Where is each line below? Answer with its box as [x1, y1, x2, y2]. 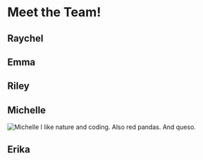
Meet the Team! [7, 4, 101, 20]
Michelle [7, 104, 47, 116]
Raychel [7, 32, 44, 44]
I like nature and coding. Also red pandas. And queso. [40, 123, 196, 131]
